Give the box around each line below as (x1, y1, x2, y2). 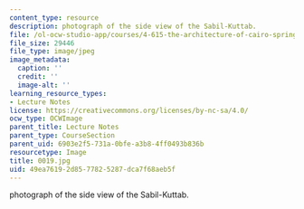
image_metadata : (9, 55, 71, 64)
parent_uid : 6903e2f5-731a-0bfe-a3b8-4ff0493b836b (9, 139, 204, 148)
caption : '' (17, 64, 63, 73)
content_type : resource (9, 13, 100, 23)
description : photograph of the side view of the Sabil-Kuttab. (9, 22, 257, 31)
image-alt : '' (17, 81, 71, 90)
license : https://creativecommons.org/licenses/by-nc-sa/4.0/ (9, 106, 249, 115)
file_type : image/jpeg (9, 47, 95, 56)
